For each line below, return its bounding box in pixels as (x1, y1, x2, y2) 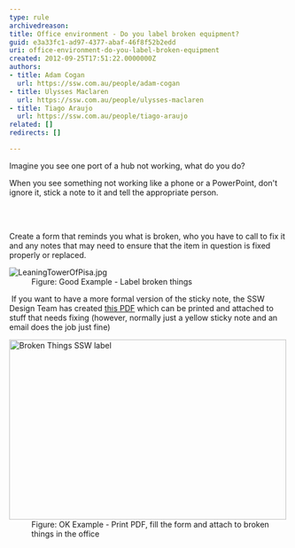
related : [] (9, 121, 53, 129)
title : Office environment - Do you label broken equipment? (9, 29, 240, 38)
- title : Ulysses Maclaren (9, 87, 109, 96)
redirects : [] (9, 129, 62, 137)
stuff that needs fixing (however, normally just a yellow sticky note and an (9, 312, 278, 323)
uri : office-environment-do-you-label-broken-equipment (9, 46, 220, 55)
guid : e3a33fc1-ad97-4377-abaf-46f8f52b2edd (9, 37, 176, 47)
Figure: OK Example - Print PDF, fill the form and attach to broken (31, 519, 270, 529)
